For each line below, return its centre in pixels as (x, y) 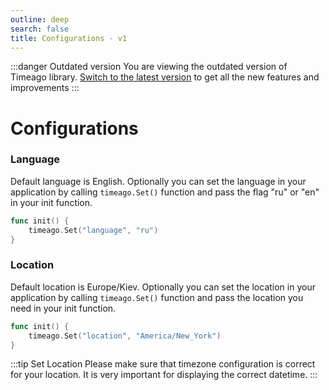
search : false (40, 29)
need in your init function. (63, 308)
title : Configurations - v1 (69, 38)
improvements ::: (45, 88)
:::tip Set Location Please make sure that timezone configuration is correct (163, 364)
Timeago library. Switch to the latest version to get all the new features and (165, 77)
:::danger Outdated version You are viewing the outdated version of (149, 67)
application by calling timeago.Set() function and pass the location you (157, 297)
